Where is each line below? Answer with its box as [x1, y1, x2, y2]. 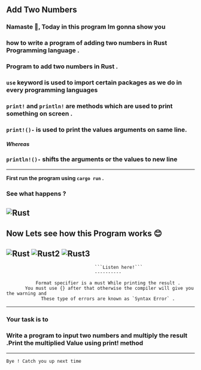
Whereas [6, 140, 30, 147]
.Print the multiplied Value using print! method [6, 339, 144, 347]
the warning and [6, 290, 47, 297]
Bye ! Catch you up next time [6, 358, 82, 364]
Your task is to [6, 316, 49, 324]
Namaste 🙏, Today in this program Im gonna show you [6, 23, 166, 31]
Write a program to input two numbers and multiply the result [6, 332, 188, 340]
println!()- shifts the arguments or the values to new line [6, 155, 178, 163]
